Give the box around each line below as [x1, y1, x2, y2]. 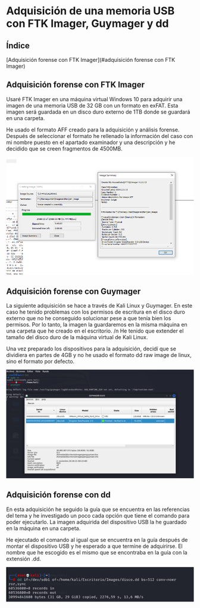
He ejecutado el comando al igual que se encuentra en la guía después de [6, 536, 188, 543]
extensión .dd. [6, 555, 42, 562]
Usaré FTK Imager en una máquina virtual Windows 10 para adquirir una [6, 95, 183, 102]
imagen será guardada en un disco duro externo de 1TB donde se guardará [6, 108, 190, 115]
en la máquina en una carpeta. [6, 525, 81, 532]
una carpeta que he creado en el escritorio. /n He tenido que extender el [6, 327, 184, 334]
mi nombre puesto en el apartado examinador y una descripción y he [6, 139, 176, 146]
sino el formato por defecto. [6, 358, 75, 365]
